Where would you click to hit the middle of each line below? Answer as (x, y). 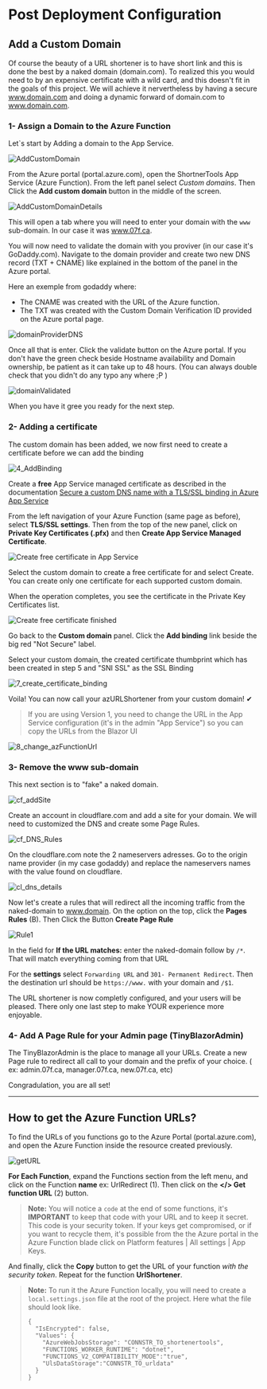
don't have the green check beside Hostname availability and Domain (122, 358)
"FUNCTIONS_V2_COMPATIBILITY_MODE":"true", (115, 1356)
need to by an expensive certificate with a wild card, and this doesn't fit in (129, 80)
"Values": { (55, 1336)
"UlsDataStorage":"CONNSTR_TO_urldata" (108, 1364)
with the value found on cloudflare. (66, 871)
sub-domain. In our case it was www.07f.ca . (80, 231)
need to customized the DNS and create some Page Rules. (104, 824)
